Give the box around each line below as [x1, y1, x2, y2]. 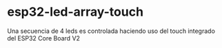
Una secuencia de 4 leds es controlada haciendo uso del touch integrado [7, 27, 216, 35]
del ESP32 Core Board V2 [7, 34, 81, 42]
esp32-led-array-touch [7, 4, 143, 20]
